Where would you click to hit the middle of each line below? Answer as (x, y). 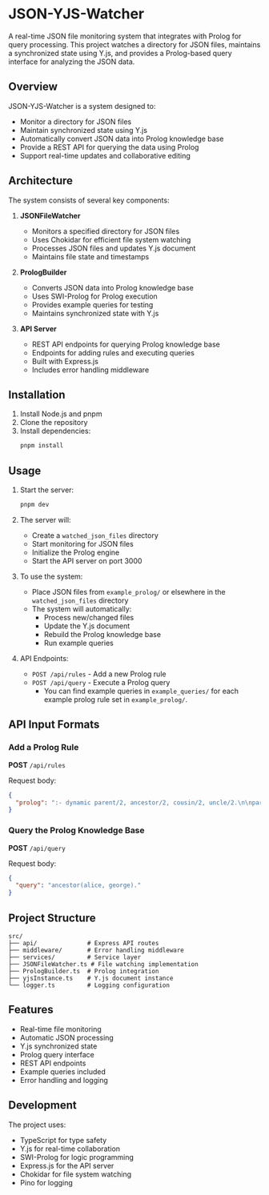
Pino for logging (46, 1182)
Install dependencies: (55, 431)
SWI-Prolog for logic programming (77, 1157)
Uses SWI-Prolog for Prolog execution (94, 296)
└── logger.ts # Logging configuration (89, 985)
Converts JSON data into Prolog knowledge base (112, 287)
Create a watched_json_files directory (95, 535)
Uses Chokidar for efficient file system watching (111, 239)
